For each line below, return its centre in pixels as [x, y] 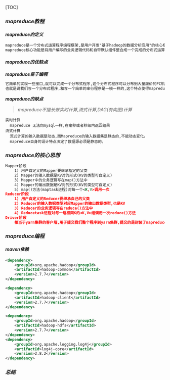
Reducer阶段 [17, 194]
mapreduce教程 [25, 21]
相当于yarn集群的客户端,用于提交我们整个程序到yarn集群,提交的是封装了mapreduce [91, 222]
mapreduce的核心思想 [33, 155]
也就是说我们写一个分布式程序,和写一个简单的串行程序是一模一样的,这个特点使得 [77, 88]
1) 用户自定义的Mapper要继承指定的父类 [51, 171]
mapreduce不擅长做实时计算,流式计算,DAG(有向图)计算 [75, 109]
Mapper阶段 [16, 166]
